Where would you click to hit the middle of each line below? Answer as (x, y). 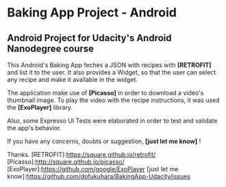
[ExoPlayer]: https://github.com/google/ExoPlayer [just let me (93, 169)
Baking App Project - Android (92, 13)
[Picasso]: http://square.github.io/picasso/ (66, 162)
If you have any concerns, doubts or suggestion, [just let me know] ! (104, 141)
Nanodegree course (51, 48)
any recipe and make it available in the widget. (73, 79)
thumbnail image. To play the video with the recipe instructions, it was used (114, 100)
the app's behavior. (34, 128)
